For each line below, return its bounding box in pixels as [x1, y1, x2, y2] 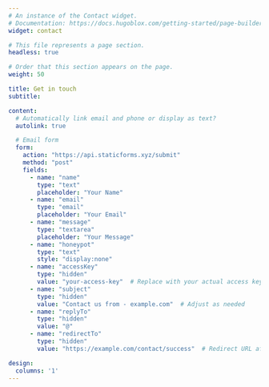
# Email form [15, 136, 59, 144]
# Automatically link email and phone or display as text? [15, 114, 217, 123]
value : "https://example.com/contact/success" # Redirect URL [37, 345, 252, 353]
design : [8, 359, 34, 367]
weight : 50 [8, 71, 45, 79]
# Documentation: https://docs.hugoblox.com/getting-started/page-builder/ [8, 19, 267, 27]
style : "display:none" [37, 256, 113, 264]
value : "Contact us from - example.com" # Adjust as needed [37, 300, 246, 308]
